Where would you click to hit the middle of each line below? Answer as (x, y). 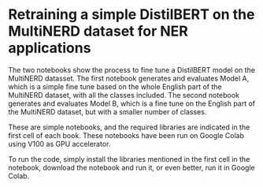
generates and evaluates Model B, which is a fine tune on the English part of (132, 103)
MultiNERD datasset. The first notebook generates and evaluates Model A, (129, 78)
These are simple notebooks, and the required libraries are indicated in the (129, 127)
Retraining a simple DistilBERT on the (131, 15)
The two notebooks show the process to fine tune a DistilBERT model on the (132, 69)
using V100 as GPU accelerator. (59, 144)
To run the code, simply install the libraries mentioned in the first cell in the (129, 159)
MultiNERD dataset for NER (98, 31)
